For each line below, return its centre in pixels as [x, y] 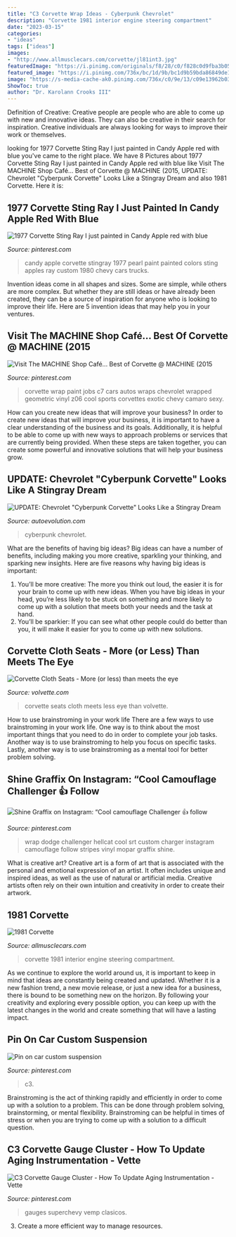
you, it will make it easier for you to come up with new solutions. [110, 629]
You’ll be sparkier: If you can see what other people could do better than [122, 621]
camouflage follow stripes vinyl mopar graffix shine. [100, 850]
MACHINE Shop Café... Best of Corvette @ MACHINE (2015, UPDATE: [107, 171]
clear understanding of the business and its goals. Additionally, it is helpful [115, 427]
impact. [18, 1018]
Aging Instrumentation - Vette [74, 1161]
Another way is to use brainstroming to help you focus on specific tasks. [112, 742]
